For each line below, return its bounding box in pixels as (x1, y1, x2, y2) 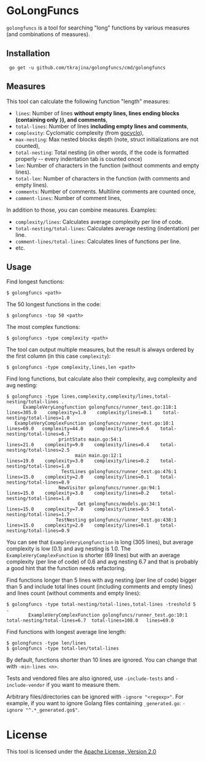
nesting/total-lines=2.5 (6, 447, 70, 454)
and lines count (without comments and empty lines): (6, 590, 141, 597)
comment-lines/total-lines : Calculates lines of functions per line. (15, 238, 181, 245)
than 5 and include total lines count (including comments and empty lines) (6, 583, 193, 590)
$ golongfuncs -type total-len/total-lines (6, 646, 120, 652)
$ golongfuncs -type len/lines (6, 640, 86, 646)
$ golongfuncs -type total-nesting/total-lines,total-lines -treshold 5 (6, 601, 196, 608)
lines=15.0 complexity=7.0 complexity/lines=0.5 (6, 506, 150, 512)
